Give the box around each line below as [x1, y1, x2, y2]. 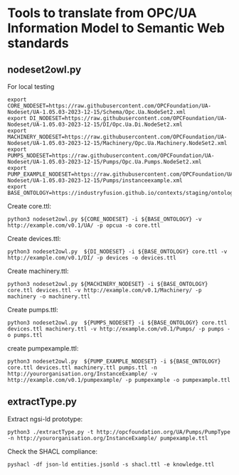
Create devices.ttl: [7, 235, 61, 242]
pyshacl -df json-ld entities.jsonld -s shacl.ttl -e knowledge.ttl [7, 461, 215, 468]
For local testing [7, 82, 55, 90]
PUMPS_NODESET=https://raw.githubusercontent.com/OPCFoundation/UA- [7, 152, 215, 159]
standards [7, 36, 69, 51]
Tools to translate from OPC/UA [7, 5, 197, 21]
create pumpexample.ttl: [7, 344, 79, 353]
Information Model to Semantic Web [7, 20, 225, 36]
